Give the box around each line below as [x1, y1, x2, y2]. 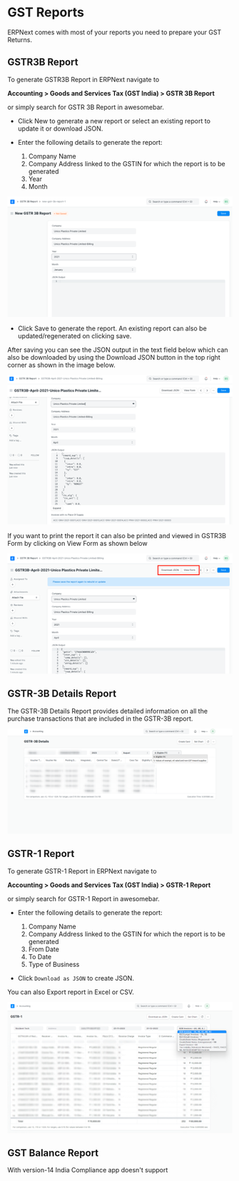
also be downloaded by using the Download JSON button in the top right [7, 353, 221, 362]
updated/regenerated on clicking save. [17, 332, 132, 340]
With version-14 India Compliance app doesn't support [7, 1166, 168, 1175]
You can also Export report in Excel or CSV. [7, 988, 134, 996]
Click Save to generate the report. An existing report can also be [17, 324, 207, 333]
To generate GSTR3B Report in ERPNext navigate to [7, 75, 160, 83]
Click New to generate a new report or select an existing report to [17, 116, 210, 125]
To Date [28, 952, 52, 960]
